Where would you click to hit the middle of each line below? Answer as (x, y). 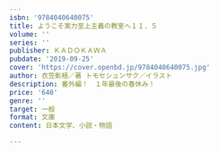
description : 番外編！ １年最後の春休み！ (82, 84)
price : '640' (34, 92)
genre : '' (28, 101)
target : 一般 (32, 109)
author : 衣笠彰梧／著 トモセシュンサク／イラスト (91, 76)
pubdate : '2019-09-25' (52, 59)
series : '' (30, 42)
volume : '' (30, 34)
